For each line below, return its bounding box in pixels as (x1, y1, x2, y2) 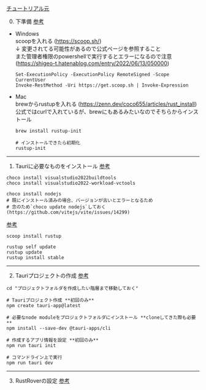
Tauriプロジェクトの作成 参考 (15, 272, 89, 279)
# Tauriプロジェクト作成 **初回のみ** (6, 297, 94, 303)
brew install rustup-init (15, 128, 82, 134)
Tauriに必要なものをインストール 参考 (15, 163, 110, 170)
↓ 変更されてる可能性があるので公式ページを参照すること (15, 45, 161, 52)
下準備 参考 (15, 18, 44, 25)
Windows (15, 30, 39, 37)
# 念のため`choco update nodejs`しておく (6, 204, 106, 210)
